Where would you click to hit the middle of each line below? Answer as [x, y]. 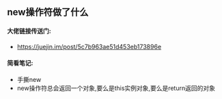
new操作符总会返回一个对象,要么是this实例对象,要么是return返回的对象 [116, 88]
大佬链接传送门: [29, 31]
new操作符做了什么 [48, 12]
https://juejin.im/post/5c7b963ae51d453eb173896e [89, 46]
